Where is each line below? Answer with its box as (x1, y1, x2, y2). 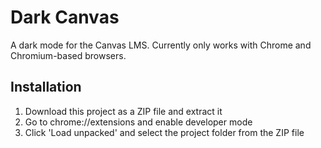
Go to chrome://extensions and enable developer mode (24, 116, 253, 128)
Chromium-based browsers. (10, 49, 127, 61)
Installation (10, 79, 82, 96)
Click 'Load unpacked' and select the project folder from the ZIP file (24, 126, 305, 138)
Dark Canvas (10, 6, 120, 29)
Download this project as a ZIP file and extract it (24, 105, 223, 117)
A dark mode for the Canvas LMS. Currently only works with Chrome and (10, 39, 312, 51)
